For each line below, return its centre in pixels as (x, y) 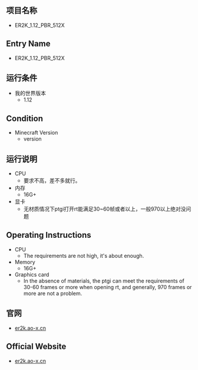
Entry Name (28, 44)
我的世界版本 (30, 93)
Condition (24, 118)
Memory (25, 262)
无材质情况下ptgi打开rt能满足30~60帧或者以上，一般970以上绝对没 (105, 209)
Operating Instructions (49, 235)
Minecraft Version (36, 133)
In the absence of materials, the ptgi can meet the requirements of (104, 281)
